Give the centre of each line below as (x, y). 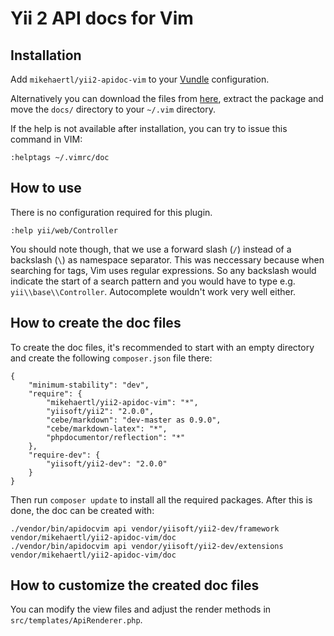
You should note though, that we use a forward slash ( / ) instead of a (151, 249)
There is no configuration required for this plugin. (111, 212)
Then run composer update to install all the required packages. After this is (161, 499)
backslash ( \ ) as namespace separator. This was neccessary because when (167, 259)
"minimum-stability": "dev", (89, 385)
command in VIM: (46, 139)
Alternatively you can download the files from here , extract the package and (167, 98)
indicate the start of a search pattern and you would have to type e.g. (153, 281)
